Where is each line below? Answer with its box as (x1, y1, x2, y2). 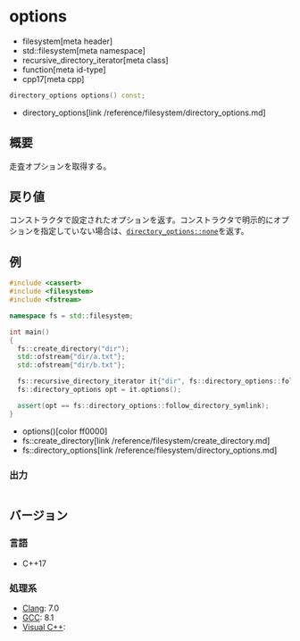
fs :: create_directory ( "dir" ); (17, 344, 129, 354)
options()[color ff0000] (21, 426, 108, 437)
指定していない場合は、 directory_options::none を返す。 (39, 226, 249, 237)
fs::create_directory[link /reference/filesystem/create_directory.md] (21, 435, 271, 445)
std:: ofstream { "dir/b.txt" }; (17, 361, 126, 370)
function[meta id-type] (21, 64, 106, 75)
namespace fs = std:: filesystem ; (9, 311, 134, 320)
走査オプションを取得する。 (9, 161, 112, 171)
